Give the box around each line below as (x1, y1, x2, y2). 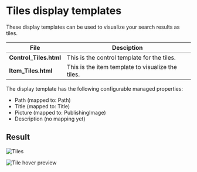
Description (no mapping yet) (14, 115, 86, 122)
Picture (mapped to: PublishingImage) (14, 109, 107, 116)
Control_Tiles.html (9, 53, 62, 61)
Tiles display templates (6, 4, 122, 18)
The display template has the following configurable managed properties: (6, 85, 184, 92)
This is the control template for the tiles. (66, 53, 176, 61)
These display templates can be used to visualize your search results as (6, 23, 180, 30)
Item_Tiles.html (9, 66, 53, 74)
